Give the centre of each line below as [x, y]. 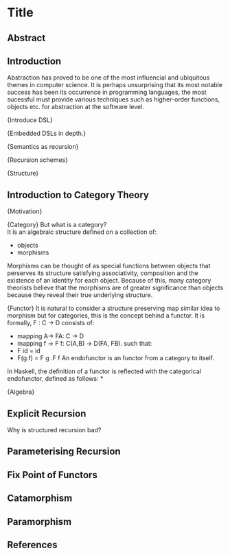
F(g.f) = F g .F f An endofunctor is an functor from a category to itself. [116, 358]
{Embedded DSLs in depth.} [47, 133]
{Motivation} [25, 211]
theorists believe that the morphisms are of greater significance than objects [115, 288]
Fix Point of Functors [52, 475]
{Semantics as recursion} [43, 147]
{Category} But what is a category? [57, 225]
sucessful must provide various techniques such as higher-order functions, [113, 99]
